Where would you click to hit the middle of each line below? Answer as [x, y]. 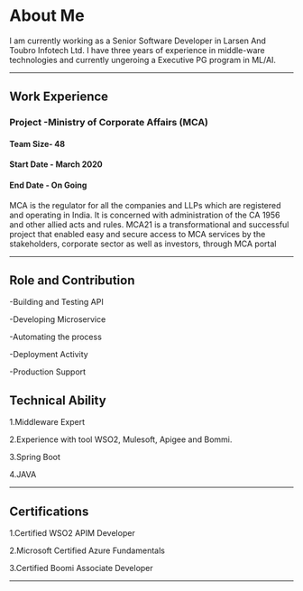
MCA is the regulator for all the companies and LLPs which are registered [145, 205]
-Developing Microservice [58, 319]
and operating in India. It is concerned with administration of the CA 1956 [145, 215]
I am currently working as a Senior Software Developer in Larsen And [138, 41]
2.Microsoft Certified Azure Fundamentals [87, 550]
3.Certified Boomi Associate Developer [81, 568]
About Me [47, 16]
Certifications [49, 511]
